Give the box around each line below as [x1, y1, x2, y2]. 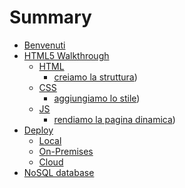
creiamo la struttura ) [53, 71, 138, 83]
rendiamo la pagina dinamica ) [53, 113, 176, 125]
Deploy [23, 124, 54, 136]
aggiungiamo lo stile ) [53, 92, 141, 104]
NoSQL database [23, 166, 95, 178]
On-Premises [38, 145, 94, 157]
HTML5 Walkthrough [23, 49, 110, 61]
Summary [9, 6, 92, 29]
